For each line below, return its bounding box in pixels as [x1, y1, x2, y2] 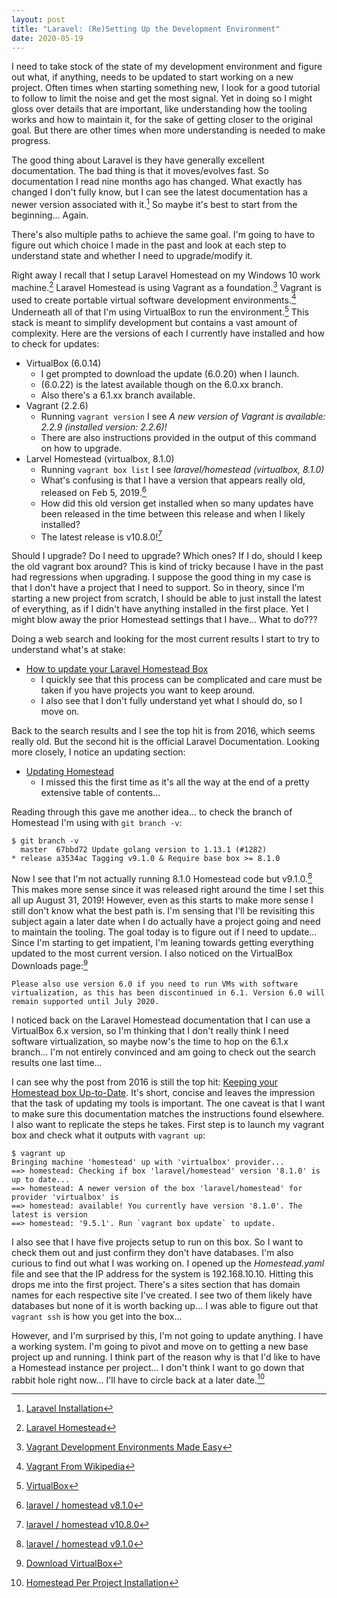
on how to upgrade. [40, 442, 123, 454]
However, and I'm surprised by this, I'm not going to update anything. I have [11, 1329, 324, 1341]
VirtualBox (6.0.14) [25, 357, 102, 369]
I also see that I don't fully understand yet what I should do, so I [40, 695, 303, 707]
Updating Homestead [25, 766, 114, 778]
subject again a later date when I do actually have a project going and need [11, 915, 321, 927]
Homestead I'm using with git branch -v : [11, 817, 183, 829]
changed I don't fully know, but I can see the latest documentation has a [11, 186, 308, 198]
